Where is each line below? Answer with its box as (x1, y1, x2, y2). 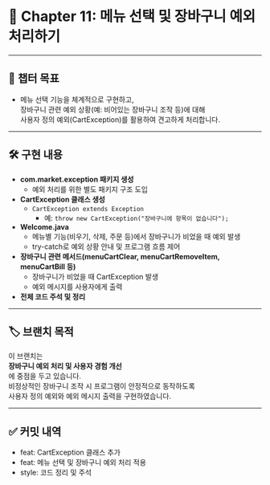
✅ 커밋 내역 (8, 425, 62, 438)
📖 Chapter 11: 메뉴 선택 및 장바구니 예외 (8, 7, 256, 26)
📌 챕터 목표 (8, 71, 60, 85)
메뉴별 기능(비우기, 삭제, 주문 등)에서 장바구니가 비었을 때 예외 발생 (31, 231, 241, 241)
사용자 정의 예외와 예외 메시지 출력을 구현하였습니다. (8, 391, 171, 401)
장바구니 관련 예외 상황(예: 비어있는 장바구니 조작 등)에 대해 (19, 104, 206, 114)
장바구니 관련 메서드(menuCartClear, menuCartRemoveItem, (19, 251, 220, 261)
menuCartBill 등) (19, 262, 76, 271)
